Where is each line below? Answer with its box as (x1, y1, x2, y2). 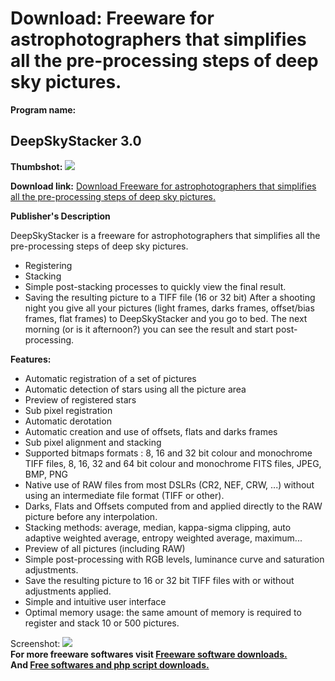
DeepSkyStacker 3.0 (10, 133, 142, 150)
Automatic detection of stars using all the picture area (24, 383, 247, 395)
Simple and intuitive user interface (24, 595, 167, 607)
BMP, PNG (24, 468, 68, 480)
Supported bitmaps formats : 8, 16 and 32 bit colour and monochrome (24, 447, 313, 459)
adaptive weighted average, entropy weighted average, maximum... (24, 532, 303, 544)
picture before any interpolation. (24, 510, 158, 522)
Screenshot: (10, 637, 61, 649)
